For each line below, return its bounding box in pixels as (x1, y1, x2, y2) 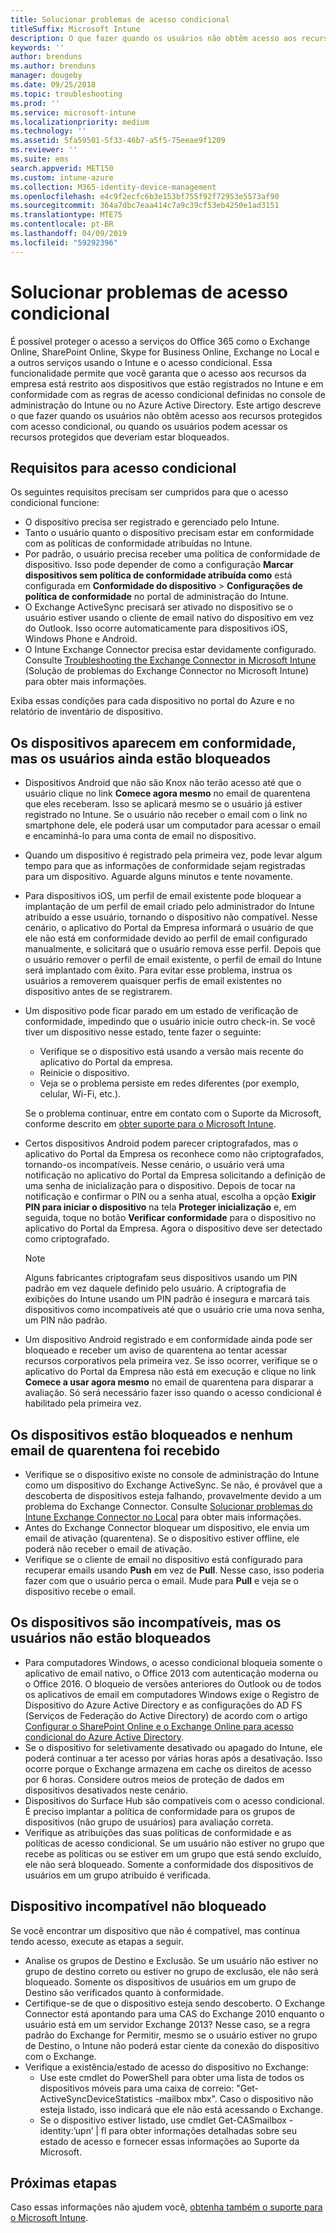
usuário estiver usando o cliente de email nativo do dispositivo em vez (24, 612, 315, 624)
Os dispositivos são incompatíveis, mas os (10, 1614, 282, 1631)
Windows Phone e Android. (24, 633, 138, 645)
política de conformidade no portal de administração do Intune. (24, 591, 289, 603)
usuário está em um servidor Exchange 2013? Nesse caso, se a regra (24, 2018, 311, 2030)
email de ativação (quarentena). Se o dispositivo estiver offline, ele (24, 1532, 300, 1544)
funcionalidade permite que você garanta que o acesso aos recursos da (10, 367, 307, 379)
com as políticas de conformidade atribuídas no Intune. (24, 537, 253, 550)
